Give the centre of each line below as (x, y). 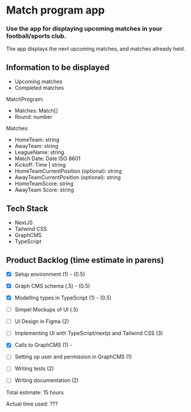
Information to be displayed (58, 67)
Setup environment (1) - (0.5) (50, 274)
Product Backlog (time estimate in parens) (85, 260)
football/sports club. (36, 36)
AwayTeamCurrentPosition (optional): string (67, 177)
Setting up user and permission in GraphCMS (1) (73, 357)
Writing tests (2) (34, 368)
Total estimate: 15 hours (35, 392)
